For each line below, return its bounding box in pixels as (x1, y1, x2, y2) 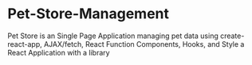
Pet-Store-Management (7, 5, 169, 23)
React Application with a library (7, 48, 110, 57)
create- (219, 31, 245, 40)
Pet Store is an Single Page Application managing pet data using (7, 31, 219, 40)
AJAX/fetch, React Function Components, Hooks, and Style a (43, 39, 245, 48)
